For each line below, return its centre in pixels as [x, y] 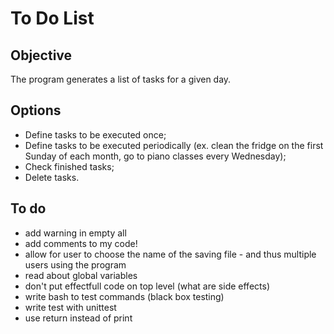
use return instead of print [78, 318]
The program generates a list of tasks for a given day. [121, 79]
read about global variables [81, 275]
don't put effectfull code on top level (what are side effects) [147, 286]
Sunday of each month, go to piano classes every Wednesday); [155, 156]
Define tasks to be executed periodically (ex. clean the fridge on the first [174, 145]
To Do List [52, 18]
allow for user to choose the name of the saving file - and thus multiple [170, 254]
